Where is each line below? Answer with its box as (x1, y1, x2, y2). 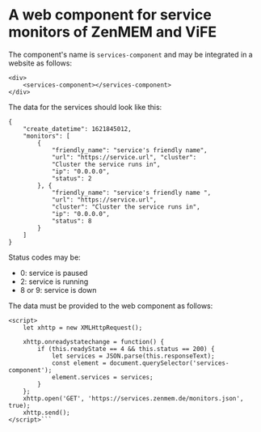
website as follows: (8, 58, 73, 68)
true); (8, 401, 31, 409)
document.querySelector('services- (109, 358, 229, 367)
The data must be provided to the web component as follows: (8, 301, 213, 311)
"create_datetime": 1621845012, (23, 125, 132, 133)
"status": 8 (51, 217, 92, 225)
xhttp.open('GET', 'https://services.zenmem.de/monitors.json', (23, 394, 244, 402)
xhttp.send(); (23, 409, 70, 417)
